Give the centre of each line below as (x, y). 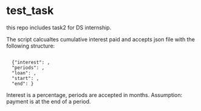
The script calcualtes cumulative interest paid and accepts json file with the (101, 39)
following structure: (31, 46)
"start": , (26, 78)
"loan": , (24, 73)
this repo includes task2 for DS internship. (59, 27)
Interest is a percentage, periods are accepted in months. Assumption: (94, 95)
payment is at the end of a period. (49, 101)
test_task (30, 11)
